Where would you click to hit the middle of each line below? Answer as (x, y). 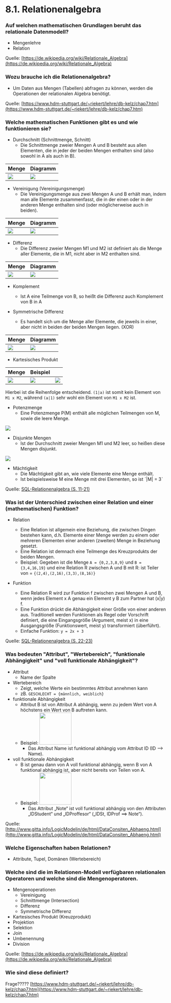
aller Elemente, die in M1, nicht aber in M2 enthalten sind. (80, 254)
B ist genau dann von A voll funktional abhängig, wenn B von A (86, 764)
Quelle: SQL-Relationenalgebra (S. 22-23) (49, 641)
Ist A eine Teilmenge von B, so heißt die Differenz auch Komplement (92, 296)
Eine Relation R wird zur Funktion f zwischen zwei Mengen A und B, (91, 593)
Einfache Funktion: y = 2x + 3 (52, 631)
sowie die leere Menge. (45, 418)
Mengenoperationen (34, 890)
